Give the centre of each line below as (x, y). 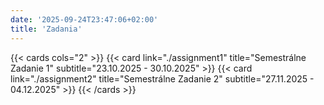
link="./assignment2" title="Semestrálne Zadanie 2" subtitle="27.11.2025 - (162, 78)
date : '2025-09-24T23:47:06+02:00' (84, 19)
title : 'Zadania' (46, 29)
